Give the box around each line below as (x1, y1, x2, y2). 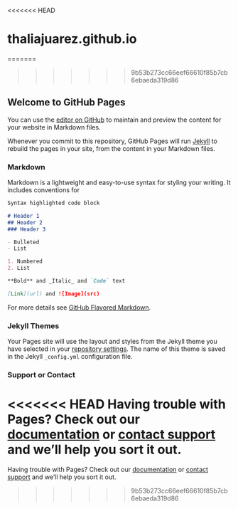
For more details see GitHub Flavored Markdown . (7, 303, 151, 312)
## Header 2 (7, 219, 43, 226)
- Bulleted (7, 238, 40, 246)
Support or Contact (7, 370, 76, 380)
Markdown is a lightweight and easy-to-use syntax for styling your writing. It (7, 178, 231, 187)
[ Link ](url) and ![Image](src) (7, 290, 100, 298)
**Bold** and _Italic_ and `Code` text (7, 278, 126, 285)
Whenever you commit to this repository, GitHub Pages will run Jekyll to (7, 137, 218, 145)
